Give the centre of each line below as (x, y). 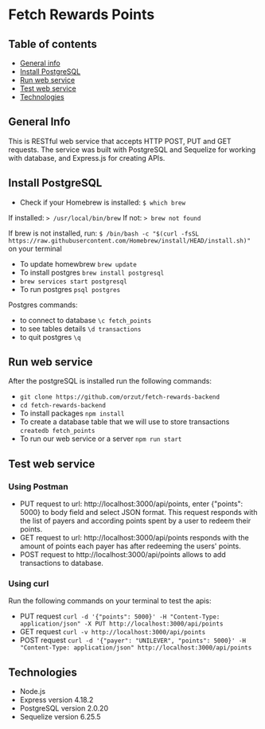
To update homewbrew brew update (78, 263)
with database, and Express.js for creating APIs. (87, 158)
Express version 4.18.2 (57, 700)
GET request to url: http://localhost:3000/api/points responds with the (134, 538)
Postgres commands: (43, 305)
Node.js (33, 692)
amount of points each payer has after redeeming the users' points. (130, 546)
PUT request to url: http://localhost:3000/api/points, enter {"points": (131, 504)
